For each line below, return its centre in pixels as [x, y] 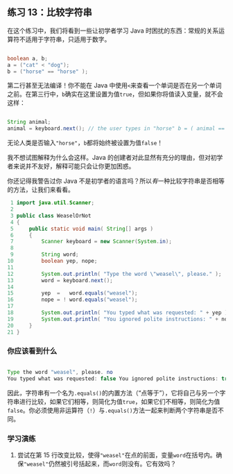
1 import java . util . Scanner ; [52, 203]
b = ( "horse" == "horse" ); [48, 72]
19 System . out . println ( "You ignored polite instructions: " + [113, 319]
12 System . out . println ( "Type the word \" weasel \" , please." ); [114, 274]
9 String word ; [44, 255]
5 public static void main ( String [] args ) [82, 229]
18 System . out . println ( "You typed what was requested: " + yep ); [119, 313]
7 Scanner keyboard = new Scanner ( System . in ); [91, 242]
